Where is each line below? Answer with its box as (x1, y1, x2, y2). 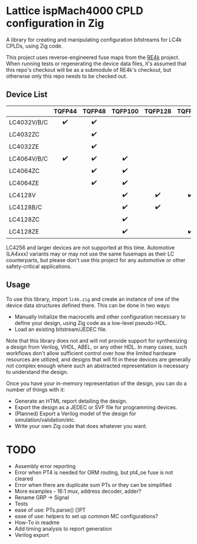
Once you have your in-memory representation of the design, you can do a (6, 380, 187, 387)
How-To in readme (14, 519, 60, 526)
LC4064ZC (9, 167, 40, 175)
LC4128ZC (9, 215, 40, 224)
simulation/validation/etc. (14, 416, 76, 423)
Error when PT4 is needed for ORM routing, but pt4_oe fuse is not (14, 469, 174, 476)
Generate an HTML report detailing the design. (14, 397, 128, 404)
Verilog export (14, 531, 49, 538)
